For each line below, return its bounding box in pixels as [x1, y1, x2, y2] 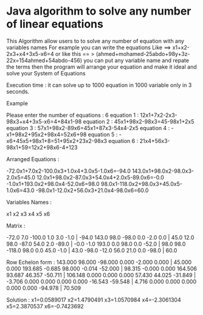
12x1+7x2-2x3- [139, 111, 177, 119]
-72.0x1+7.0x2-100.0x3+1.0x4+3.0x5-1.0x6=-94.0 [6, 167, 131, 175]
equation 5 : [88, 131, 118, 138]
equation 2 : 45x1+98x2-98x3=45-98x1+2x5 [83, 117, 194, 125]
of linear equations [6, 17, 103, 31]
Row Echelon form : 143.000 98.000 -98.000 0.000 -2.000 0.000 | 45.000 [6, 258, 192, 266]
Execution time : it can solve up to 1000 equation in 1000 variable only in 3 [6, 81, 192, 89]
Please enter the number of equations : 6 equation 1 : [6, 111, 139, 119]
